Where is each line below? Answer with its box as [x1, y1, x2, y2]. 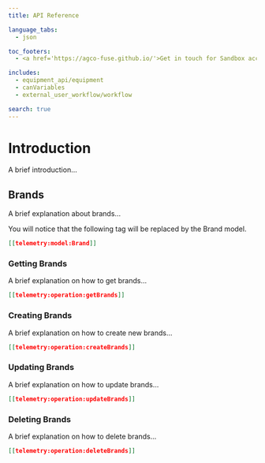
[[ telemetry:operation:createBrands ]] [8, 343, 136, 351]
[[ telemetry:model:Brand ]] [8, 240, 97, 248]
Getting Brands [8, 258, 68, 269]
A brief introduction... [8, 165, 77, 174]
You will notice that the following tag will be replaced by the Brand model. [8, 224, 247, 233]
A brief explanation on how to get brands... [8, 276, 147, 286]
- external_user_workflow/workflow [15, 91, 132, 99]
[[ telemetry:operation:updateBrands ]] [8, 395, 136, 403]
